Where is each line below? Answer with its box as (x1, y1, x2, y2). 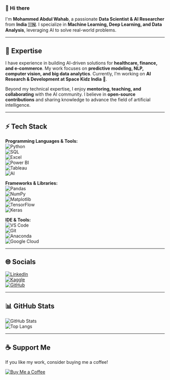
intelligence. (5, 102, 31, 108)
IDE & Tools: (5, 217, 31, 223)
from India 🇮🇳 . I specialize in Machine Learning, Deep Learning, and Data (5, 21, 162, 27)
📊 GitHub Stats (5, 302, 55, 311)
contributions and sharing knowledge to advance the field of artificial (5, 97, 151, 103)
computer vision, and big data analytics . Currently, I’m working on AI (5, 71, 151, 77)
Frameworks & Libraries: (5, 180, 58, 186)
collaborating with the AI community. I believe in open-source (5, 91, 136, 98)
